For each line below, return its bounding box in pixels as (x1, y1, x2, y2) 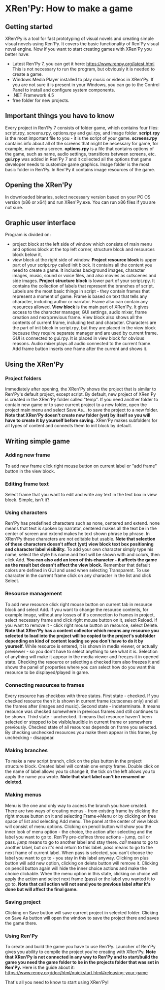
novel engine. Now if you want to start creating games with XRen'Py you (5, 46, 152, 52)
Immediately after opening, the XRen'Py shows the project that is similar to (5, 386, 157, 392)
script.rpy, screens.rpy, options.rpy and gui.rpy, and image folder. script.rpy (5, 130, 160, 136)
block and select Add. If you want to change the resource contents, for (5, 607, 149, 612)
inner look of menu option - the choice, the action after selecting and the (5, 829, 153, 834)
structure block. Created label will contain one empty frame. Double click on (5, 764, 160, 769)
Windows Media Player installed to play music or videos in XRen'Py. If (12, 77, 154, 82)
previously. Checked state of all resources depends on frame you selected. (5, 724, 158, 730)
